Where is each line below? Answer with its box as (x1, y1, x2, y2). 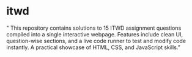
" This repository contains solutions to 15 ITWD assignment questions (6, 24, 182, 32)
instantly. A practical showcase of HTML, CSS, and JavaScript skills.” (6, 44, 180, 51)
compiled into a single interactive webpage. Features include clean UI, (6, 30, 183, 38)
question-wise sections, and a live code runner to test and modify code (6, 37, 186, 44)
